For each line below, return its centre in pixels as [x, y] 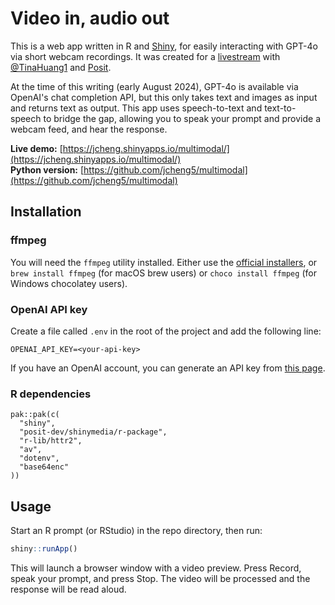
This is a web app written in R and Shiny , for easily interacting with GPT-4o [164, 46]
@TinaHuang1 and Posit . [61, 67]
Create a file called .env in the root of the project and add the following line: [166, 331]
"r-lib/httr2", [51, 441]
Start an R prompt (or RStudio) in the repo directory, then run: [136, 531]
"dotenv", [39, 458]
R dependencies [51, 394]
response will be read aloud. [68, 589]
